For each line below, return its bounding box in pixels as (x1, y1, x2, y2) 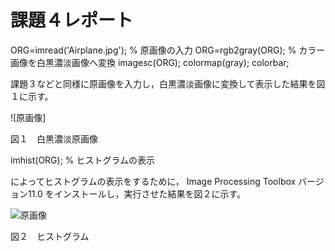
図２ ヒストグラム (10, 230, 90, 242)
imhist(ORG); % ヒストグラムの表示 (10, 154, 156, 166)
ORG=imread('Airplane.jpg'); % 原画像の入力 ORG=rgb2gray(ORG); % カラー (10, 44, 326, 56)
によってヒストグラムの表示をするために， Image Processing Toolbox (10, 175, 297, 187)
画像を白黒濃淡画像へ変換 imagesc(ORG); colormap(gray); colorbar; (10, 56, 290, 68)
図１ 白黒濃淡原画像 (10, 132, 98, 145)
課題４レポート (10, 9, 134, 32)
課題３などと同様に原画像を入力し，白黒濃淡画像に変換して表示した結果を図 (10, 77, 326, 90)
